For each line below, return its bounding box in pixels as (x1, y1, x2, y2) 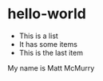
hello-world (7, 5, 87, 23)
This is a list (18, 31, 59, 40)
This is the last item (18, 48, 83, 57)
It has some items (18, 39, 77, 48)
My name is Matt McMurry (7, 63, 95, 72)
